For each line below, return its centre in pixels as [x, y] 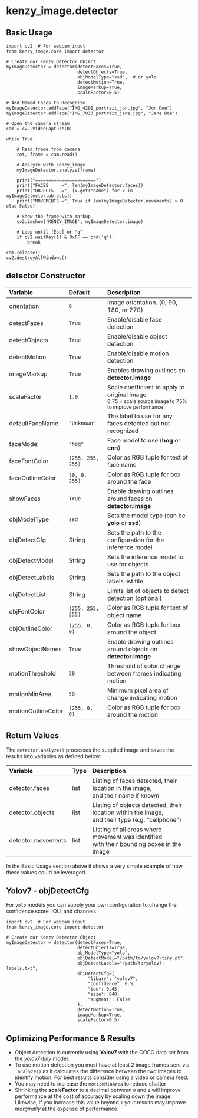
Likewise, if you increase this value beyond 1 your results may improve [100, 1103]
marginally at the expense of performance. [67, 1109]
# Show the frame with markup [54, 217]
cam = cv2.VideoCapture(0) [39, 129]
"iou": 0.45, [103, 989]
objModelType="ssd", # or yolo [117, 77]
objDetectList [27, 594]
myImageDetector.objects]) [39, 196]
